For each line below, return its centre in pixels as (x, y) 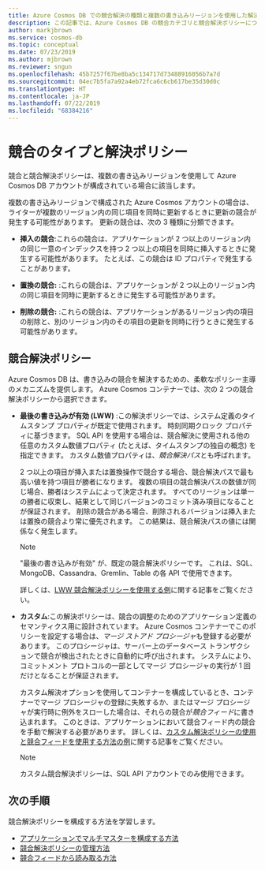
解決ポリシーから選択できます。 (60, 398)
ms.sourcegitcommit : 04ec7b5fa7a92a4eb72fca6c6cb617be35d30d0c (114, 81)
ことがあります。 (47, 268)
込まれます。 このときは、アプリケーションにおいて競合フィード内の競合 (138, 722)
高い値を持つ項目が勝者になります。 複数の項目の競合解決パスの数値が (134, 481)
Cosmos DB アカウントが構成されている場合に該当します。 (104, 185)
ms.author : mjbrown (40, 60)
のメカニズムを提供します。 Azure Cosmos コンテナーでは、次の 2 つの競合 (131, 389)
